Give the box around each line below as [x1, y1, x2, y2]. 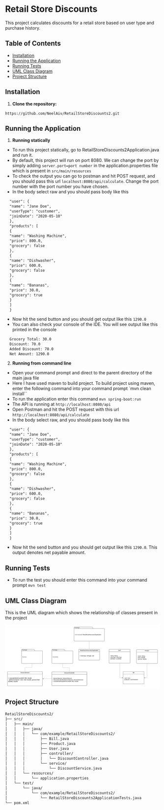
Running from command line [12, 360, 72, 366]
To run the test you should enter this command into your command [12, 577, 147, 583]
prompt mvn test [12, 582, 46, 588]
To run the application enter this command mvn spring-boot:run [12, 396, 141, 402]
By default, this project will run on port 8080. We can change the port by [12, 157, 159, 163]
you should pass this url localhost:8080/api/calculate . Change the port [12, 179, 159, 184]
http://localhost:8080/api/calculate [12, 413, 90, 418]
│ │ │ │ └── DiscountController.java [5, 756, 109, 761]
